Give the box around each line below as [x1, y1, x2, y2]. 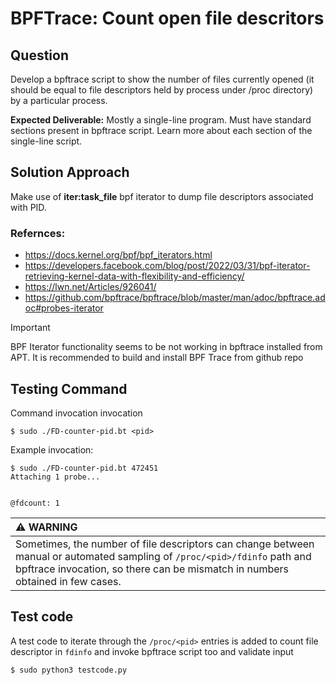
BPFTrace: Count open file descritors [10, 7, 325, 30]
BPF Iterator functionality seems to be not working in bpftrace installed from [10, 341, 323, 353]
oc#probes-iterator [24, 302, 104, 314]
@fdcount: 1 [10, 498, 60, 508]
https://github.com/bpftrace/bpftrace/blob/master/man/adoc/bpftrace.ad [24, 292, 326, 304]
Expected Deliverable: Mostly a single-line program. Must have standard [10, 114, 312, 126]
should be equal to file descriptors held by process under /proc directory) [10, 84, 314, 96]
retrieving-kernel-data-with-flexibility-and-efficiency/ [24, 270, 245, 282]
